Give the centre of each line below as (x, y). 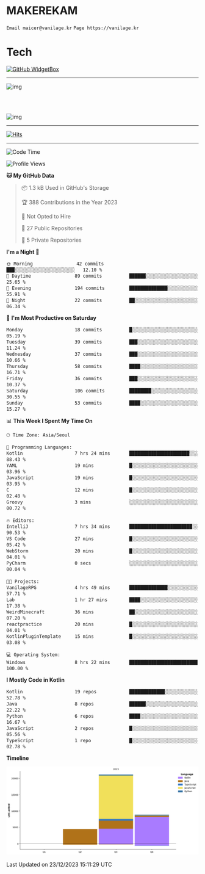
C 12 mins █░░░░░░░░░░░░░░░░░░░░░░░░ (102, 490)
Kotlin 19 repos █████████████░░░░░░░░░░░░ (102, 692)
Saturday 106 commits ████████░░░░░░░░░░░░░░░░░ (102, 391)
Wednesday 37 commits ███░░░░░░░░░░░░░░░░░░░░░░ (102, 354)
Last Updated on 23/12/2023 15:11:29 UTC (59, 864)
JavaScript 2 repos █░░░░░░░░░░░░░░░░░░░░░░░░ (102, 728)
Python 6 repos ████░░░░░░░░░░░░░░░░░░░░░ (102, 716)
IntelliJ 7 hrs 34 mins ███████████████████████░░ (102, 526)
